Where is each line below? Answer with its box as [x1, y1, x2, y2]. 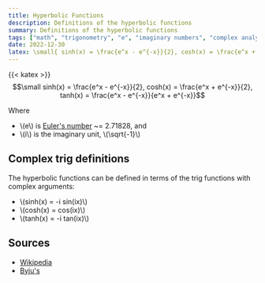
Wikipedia [19, 257, 53, 266]
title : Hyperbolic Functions [8, 11, 104, 20]
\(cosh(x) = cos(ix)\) [19, 205, 86, 214]
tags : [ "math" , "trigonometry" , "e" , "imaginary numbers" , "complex [8, 33, 238, 42]
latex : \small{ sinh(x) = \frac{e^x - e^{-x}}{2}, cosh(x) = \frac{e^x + [8, 48, 256, 56]
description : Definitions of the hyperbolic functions [8, 19, 192, 27]
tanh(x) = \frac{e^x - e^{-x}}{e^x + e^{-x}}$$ [59, 91, 206, 99]
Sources [8, 236, 50, 250]
